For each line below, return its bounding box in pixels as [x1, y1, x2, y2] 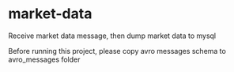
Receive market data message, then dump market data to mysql [8, 31, 216, 40]
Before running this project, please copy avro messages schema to [8, 46, 227, 55]
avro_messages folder [8, 55, 81, 64]
